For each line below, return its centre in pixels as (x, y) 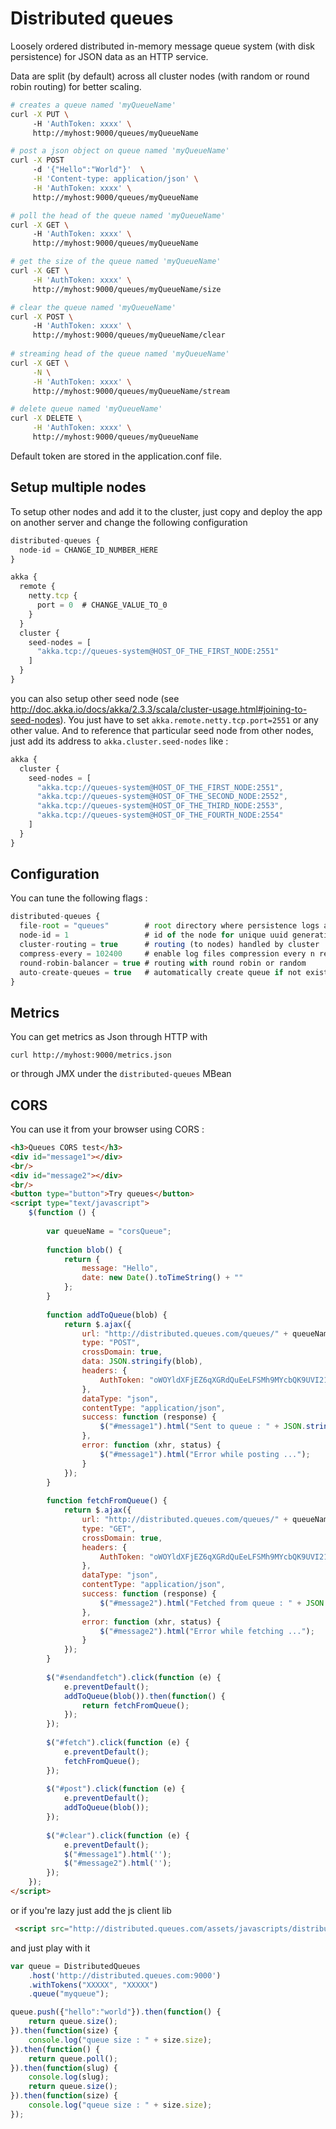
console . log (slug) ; (69, 2077)
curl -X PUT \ (40, 114)
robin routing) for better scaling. (76, 86)
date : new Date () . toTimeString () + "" (162, 1278)
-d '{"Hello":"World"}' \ (88, 170)
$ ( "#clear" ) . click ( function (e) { (118, 1835)
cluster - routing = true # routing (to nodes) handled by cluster (169, 945)
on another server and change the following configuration (129, 522)
